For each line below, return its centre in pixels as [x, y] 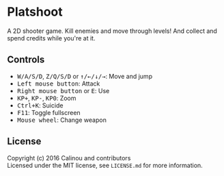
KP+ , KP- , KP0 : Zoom [46, 98]
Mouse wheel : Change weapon [62, 120]
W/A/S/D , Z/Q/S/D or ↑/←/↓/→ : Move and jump [84, 76]
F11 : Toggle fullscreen [48, 112]
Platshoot [35, 12]
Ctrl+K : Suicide [40, 105]
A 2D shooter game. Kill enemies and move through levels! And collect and [112, 31]
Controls [26, 60]
